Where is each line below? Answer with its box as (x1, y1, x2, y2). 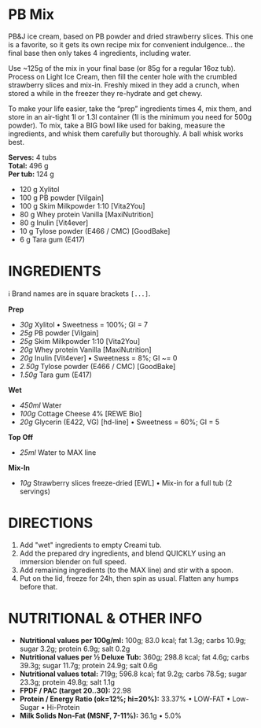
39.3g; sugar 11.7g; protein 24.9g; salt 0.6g (19, 660, 158, 670)
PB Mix (8, 6, 55, 24)
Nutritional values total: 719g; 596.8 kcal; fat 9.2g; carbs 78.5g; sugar (19, 669, 248, 678)
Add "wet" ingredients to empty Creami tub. (19, 540, 162, 549)
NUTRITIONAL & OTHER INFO (8, 610, 203, 627)
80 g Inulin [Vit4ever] (19, 218, 89, 227)
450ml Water (19, 400, 62, 410)
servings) (19, 486, 51, 496)
